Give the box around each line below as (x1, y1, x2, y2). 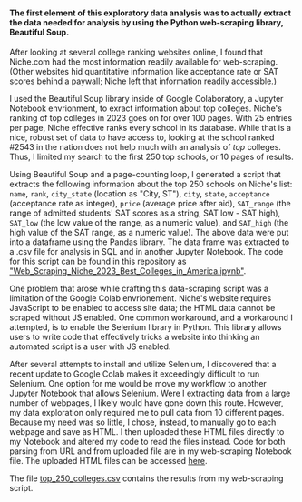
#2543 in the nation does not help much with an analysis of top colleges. (9, 142, 281, 153)
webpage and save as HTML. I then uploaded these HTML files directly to (9, 427, 285, 437)
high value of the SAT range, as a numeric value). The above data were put (9, 227, 289, 238)
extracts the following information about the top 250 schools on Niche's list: (9, 178, 293, 190)
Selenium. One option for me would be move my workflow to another (9, 378, 268, 389)
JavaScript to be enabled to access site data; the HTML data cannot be (9, 303, 276, 314)
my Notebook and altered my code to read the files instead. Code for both (9, 437, 286, 447)
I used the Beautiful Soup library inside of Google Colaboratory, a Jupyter (9, 94, 284, 105)
